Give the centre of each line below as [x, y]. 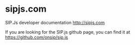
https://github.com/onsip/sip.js [37, 37]
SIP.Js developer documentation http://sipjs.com [55, 22]
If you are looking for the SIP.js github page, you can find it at [68, 32]
